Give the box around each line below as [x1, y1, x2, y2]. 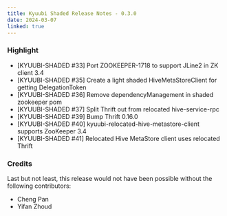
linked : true [7, 23, 45, 30]
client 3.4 [17, 68, 44, 76]
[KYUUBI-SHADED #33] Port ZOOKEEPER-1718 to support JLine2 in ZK [17, 61, 219, 69]
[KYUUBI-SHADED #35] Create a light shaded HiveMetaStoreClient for [17, 76, 217, 84]
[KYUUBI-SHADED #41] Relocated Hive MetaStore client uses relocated [17, 134, 220, 142]
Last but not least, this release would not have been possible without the [7, 174, 213, 182]
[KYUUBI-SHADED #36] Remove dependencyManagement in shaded [17, 90, 214, 98]
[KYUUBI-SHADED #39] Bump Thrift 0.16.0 [17, 112, 139, 120]
